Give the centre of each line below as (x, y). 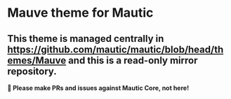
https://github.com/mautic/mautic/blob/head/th (115, 49)
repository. (32, 71)
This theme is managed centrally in (86, 39)
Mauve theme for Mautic (80, 13)
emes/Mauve (37, 60)
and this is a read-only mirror (133, 60)
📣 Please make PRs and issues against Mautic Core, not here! (98, 88)
